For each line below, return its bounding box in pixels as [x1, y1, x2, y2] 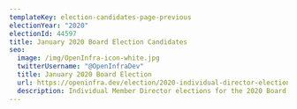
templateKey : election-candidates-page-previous [9, 12, 192, 22]
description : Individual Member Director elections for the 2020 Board [17, 86, 287, 95]
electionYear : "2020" [9, 21, 89, 30]
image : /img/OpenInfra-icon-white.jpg [17, 54, 161, 62]
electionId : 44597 [9, 29, 77, 38]
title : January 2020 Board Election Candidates [9, 37, 188, 47]
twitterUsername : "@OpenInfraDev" [17, 62, 144, 71]
